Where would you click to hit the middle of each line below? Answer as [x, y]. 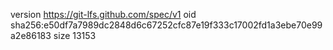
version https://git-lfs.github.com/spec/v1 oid [103, 14]
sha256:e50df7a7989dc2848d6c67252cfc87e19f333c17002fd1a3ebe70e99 [166, 25]
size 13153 [75, 35]
